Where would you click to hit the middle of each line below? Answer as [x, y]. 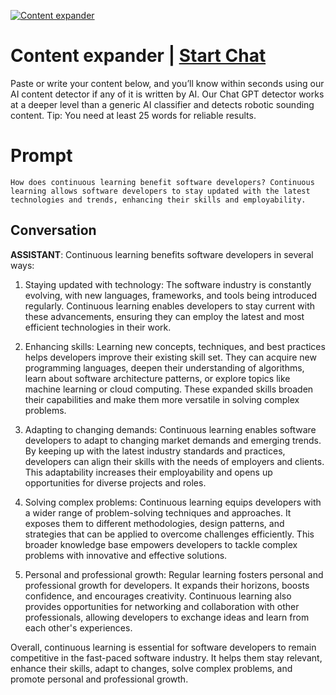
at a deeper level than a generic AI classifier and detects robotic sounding [162, 104]
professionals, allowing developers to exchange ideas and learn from [167, 617]
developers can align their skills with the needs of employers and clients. [174, 461]
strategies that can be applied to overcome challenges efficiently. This [169, 534]
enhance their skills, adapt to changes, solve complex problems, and [151, 668]
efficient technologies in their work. [98, 327]
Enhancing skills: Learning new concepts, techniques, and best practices [175, 346]
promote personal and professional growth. [99, 679]
